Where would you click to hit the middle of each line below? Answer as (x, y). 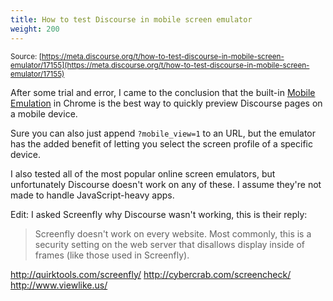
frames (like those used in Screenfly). (112, 255)
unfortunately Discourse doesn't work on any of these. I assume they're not (166, 184)
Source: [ (26, 56)
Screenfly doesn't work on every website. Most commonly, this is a (173, 233)
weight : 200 (35, 29)
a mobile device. (44, 113)
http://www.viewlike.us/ (59, 285)
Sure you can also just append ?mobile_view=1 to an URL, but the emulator (163, 133)
